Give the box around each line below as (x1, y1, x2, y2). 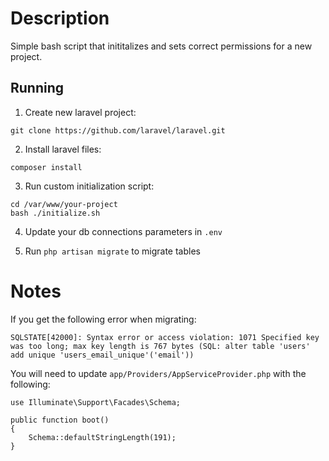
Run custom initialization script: (24, 180, 155, 192)
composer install (10, 162, 83, 172)
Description (10, 7, 110, 30)
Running (10, 80, 65, 97)
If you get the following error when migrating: (10, 313, 197, 325)
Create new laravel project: (24, 106, 137, 118)
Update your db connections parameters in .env (24, 225, 223, 237)
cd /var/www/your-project (10, 199, 118, 209)
